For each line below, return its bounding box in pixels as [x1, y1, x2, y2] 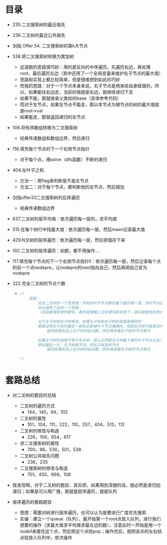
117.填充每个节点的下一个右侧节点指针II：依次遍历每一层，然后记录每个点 [12, 258, 161, 264]
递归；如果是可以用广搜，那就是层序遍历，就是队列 [12, 489, 117, 494]
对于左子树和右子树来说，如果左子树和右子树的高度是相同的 [37, 319, 142, 324]
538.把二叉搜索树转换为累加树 [12, 53, 75, 59]
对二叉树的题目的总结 [12, 392, 56, 398]
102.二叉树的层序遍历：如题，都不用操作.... [12, 247, 100, 253]
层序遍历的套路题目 [12, 499, 52, 505]
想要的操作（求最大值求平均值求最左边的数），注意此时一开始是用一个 [19, 522, 162, 528]
